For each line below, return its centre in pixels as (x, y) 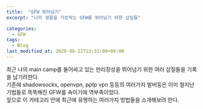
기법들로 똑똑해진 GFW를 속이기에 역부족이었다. (63, 92)
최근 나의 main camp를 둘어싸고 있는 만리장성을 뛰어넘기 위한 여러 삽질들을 (96, 69)
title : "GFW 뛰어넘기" (34, 12)
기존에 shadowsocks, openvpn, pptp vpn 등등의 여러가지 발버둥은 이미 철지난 (100, 84)
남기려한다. (26, 77)
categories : (21, 29)
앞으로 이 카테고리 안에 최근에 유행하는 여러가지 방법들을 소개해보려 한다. (93, 100)
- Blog (20, 46)
